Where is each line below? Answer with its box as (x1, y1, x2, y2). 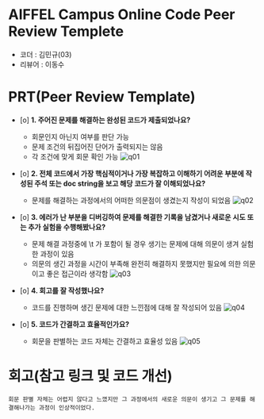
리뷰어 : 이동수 (19, 60, 65, 69)
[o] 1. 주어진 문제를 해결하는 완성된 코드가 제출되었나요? (19, 115, 191, 125)
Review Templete (8, 22, 124, 40)
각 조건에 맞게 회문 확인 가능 (31, 152, 119, 161)
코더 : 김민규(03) (19, 49, 72, 59)
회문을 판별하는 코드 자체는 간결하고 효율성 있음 (31, 336, 178, 346)
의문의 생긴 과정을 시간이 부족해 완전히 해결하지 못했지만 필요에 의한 (31, 259, 242, 268)
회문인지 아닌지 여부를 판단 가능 (31, 132, 129, 141)
